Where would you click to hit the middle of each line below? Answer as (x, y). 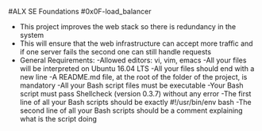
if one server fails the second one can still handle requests (116, 52)
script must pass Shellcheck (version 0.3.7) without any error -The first (135, 94)
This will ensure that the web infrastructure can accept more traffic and (136, 43)
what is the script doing (58, 119)
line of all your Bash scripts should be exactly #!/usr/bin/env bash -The (135, 102)
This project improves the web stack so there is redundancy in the (128, 26)
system (32, 35)
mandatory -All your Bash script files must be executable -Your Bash (131, 85)
